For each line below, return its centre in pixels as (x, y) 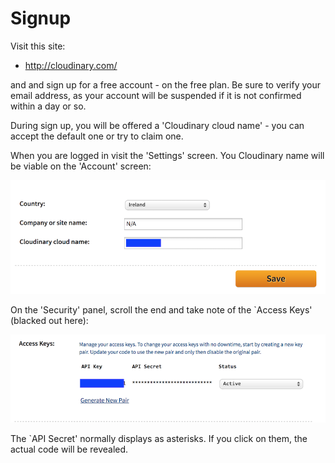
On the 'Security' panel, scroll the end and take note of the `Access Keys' (161, 310)
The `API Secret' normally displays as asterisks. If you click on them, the (159, 438)
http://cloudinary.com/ (71, 65)
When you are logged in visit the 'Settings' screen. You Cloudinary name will (167, 155)
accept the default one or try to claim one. (97, 136)
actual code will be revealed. (69, 449)
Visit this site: (38, 46)
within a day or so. (48, 106)
